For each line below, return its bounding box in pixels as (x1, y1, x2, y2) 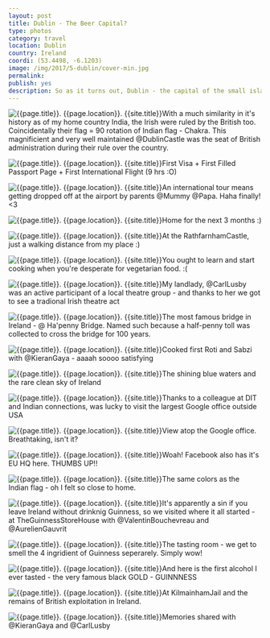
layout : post (8, 11, 52, 20)
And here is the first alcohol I (162, 564, 257, 574)
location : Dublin (8, 42, 67, 50)
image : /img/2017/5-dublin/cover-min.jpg (8, 64, 149, 72)
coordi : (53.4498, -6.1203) (8, 57, 103, 65)
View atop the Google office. (162, 426, 257, 436)
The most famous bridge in (162, 312, 252, 322)
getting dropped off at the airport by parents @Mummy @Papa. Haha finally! (8, 191, 261, 201)
